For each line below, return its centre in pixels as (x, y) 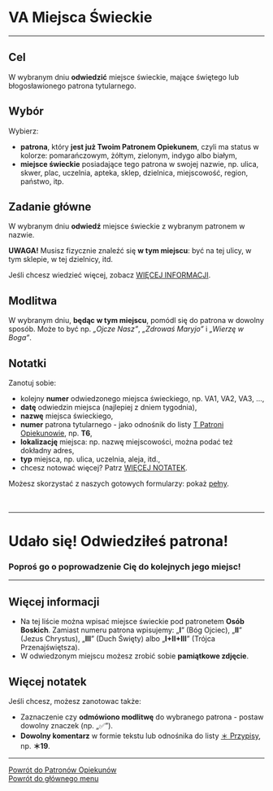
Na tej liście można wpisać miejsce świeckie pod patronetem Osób (132, 622)
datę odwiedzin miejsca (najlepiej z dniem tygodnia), (108, 407)
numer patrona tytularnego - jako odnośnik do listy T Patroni (122, 424)
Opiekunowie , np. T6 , (56, 433)
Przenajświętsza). (50, 648)
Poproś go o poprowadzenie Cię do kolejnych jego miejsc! (125, 567)
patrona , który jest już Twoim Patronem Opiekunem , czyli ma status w (139, 146)
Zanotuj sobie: (32, 383)
